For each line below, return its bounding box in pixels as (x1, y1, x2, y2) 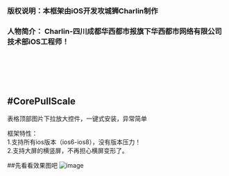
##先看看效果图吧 (7, 161, 58, 170)
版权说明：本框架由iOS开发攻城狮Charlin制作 (7, 6, 158, 15)
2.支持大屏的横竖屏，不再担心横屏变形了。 (7, 147, 128, 155)
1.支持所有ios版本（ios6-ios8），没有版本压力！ (7, 138, 142, 146)
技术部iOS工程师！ (7, 37, 69, 46)
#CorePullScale (7, 95, 76, 107)
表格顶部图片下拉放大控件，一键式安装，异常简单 (7, 114, 147, 123)
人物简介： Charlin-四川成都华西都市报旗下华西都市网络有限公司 (7, 26, 222, 36)
